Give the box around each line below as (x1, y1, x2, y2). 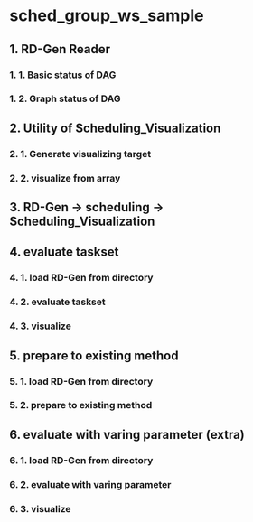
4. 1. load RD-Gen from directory (9, 272, 154, 284)
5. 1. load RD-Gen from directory (9, 375, 154, 387)
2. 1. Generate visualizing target (9, 147, 152, 160)
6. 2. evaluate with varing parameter (9, 478, 172, 490)
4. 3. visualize (9, 320, 72, 332)
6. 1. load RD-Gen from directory (9, 453, 154, 466)
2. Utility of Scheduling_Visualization (9, 120, 221, 135)
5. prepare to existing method (9, 348, 179, 363)
